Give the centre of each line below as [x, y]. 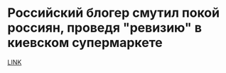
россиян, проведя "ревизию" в [105, 28]
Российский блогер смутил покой [114, 13]
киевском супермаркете [85, 43]
